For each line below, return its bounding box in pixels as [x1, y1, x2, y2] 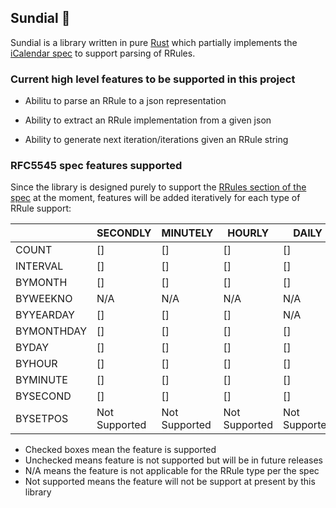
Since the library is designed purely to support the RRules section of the [10, 181, 307, 193]
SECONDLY [96, 226, 152, 240]
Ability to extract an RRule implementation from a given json [24, 114, 272, 126]
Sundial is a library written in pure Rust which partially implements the [10, 36, 298, 48]
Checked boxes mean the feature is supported [24, 444, 217, 456]
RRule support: [10, 202, 72, 215]
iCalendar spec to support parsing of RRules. [10, 47, 196, 59]
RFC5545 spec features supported [10, 159, 183, 173]
